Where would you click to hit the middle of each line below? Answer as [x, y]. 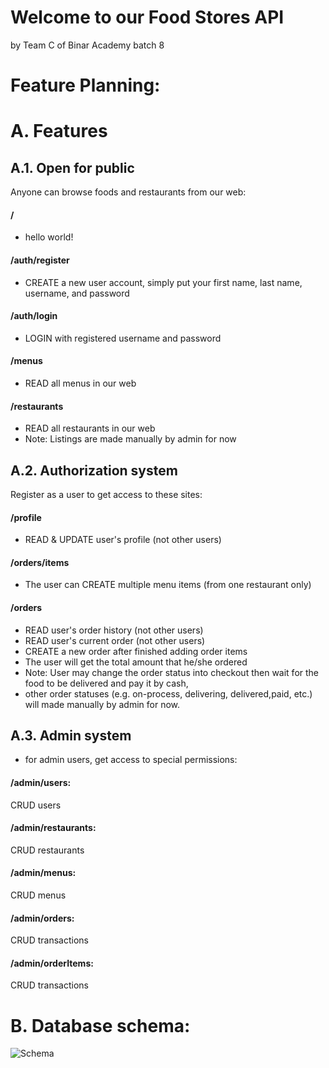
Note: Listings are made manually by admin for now [130, 439]
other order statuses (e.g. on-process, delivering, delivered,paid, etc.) [168, 693]
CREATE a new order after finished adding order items [136, 651]
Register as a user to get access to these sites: [106, 494]
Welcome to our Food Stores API [147, 17]
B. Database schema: [100, 1025]
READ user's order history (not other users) [114, 630]
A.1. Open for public [72, 167]
